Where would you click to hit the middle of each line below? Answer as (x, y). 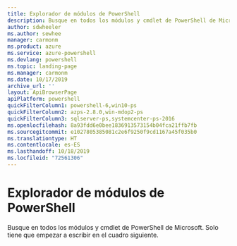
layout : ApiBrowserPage (42, 92)
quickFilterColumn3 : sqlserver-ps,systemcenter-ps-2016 (91, 118)
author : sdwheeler (34, 27)
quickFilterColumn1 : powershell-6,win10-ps (72, 106)
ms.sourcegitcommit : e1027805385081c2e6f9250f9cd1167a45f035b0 (102, 132)
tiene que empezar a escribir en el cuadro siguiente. (83, 235)
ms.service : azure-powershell (52, 54)
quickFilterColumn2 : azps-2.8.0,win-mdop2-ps (75, 112)
